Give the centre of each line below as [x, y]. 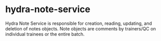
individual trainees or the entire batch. [45, 34]
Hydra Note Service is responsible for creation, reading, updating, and [79, 23]
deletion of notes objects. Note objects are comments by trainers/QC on [81, 28]
